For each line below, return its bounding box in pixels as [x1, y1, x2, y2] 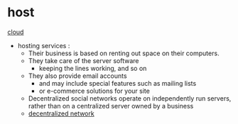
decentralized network [28, 109, 94, 118]
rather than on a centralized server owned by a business [28, 101, 194, 110]
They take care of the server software [28, 56, 139, 64]
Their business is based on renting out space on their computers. [28, 49, 220, 57]
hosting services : [17, 41, 70, 50]
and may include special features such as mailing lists [38, 79, 197, 87]
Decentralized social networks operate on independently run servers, [28, 94, 232, 103]
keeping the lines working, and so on [38, 64, 147, 72]
